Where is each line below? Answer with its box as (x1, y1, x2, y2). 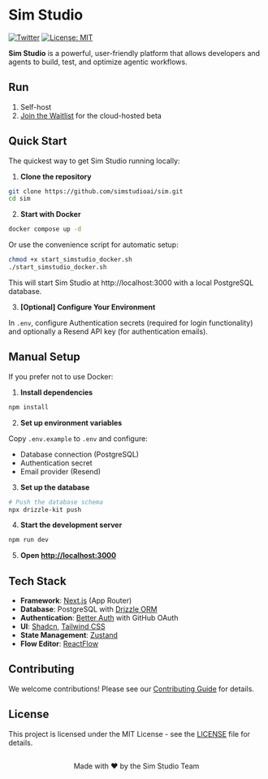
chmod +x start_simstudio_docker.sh (8, 256, 132, 264)
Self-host (19, 102, 52, 111)
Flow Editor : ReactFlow (19, 639, 99, 649)
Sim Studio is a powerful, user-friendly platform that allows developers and (8, 48, 261, 58)
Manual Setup (8, 350, 81, 364)
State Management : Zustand (19, 630, 118, 640)
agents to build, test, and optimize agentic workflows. (8, 57, 188, 67)
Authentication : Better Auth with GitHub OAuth (19, 613, 179, 623)
